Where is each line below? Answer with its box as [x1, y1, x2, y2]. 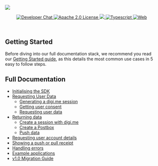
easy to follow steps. [5, 61, 47, 67]
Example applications [12, 150, 55, 156]
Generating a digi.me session [19, 98, 78, 104]
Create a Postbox [19, 124, 54, 130]
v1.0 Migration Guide [12, 155, 53, 161]
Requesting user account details [12, 134, 77, 141]
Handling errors [12, 145, 44, 151]
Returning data [12, 114, 42, 120]
